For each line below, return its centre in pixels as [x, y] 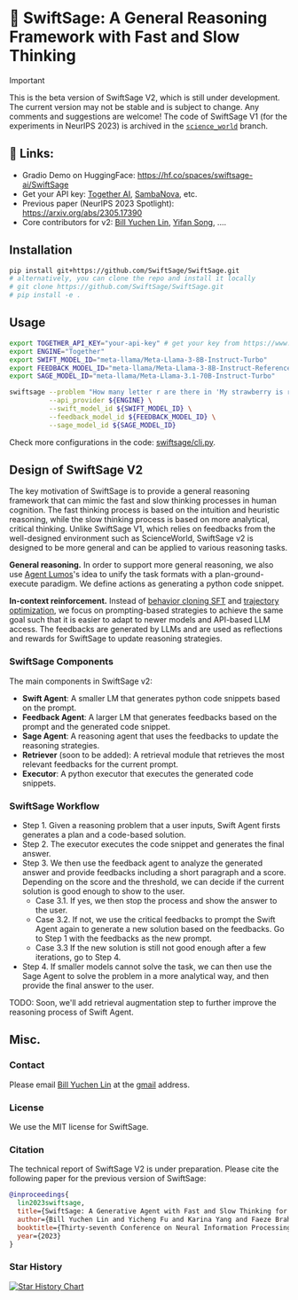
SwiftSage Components [61, 662]
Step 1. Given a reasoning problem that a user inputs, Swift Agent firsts [151, 826]
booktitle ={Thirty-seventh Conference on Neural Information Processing [154, 1227]
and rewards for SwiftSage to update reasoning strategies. [116, 638]
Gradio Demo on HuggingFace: [78, 175]
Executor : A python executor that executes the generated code [138, 773]
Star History [36, 1267]
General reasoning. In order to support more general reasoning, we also [141, 565]
